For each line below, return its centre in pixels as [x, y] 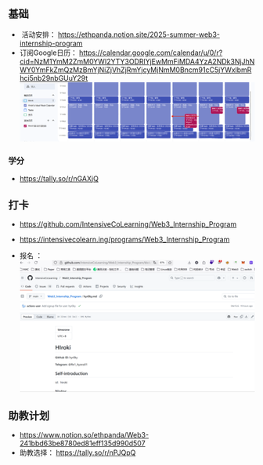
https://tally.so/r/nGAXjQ [59, 178]
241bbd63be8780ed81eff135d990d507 [83, 443]
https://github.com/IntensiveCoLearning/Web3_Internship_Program [128, 224]
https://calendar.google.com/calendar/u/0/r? [151, 53]
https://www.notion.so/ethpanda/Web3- [84, 435]
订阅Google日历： [49, 53]
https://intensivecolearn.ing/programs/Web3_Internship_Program [124, 240]
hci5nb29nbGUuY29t [54, 78]
